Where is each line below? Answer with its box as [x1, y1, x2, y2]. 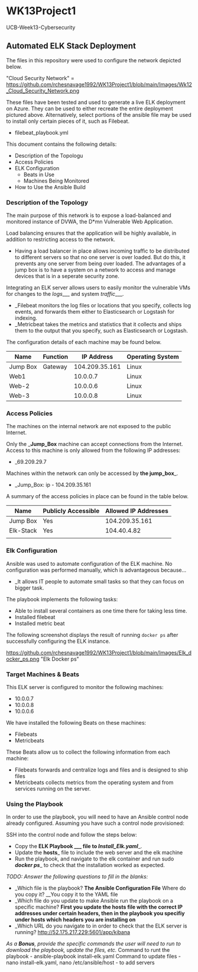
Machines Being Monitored [23, 177, 90, 184]
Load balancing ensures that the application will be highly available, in [6, 230, 177, 237]
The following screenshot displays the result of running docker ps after [6, 631, 178, 638]
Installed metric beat [14, 620, 65, 627]
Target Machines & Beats [6, 670, 80, 678]
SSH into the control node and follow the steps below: [6, 831, 137, 839]
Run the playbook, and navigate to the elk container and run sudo [14, 855, 174, 862]
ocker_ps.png [6, 655, 40, 662]
